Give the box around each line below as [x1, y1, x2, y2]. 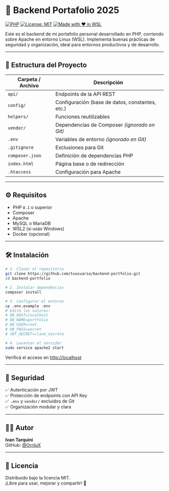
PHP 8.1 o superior [12, 204, 52, 210]
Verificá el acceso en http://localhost [5, 354, 81, 360]
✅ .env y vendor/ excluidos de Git [5, 398, 74, 404]
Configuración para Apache [55, 168, 121, 175]
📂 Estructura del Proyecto [5, 61, 87, 69]
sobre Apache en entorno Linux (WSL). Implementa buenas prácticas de [5, 36, 155, 42]
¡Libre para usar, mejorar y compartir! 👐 [5, 480, 87, 486]
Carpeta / [17, 75, 41, 82]
